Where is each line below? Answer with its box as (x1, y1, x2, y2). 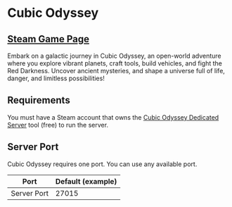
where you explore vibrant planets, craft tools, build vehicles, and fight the (7, 59, 223, 68)
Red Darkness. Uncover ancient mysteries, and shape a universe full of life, (7, 67, 225, 75)
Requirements (7, 94, 70, 106)
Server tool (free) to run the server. (7, 120, 109, 129)
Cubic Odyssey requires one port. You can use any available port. (7, 160, 198, 168)
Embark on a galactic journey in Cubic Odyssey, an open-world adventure (7, 51, 221, 60)
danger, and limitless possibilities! (7, 74, 105, 82)
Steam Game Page (7, 33, 90, 45)
